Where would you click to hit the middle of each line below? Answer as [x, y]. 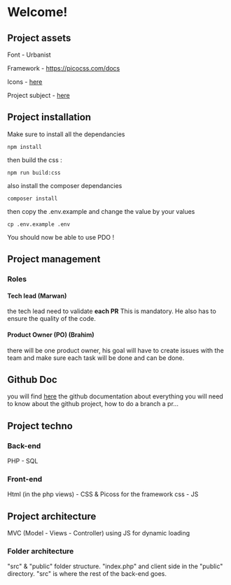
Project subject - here [38, 95]
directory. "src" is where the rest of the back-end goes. [87, 574]
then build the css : [35, 160]
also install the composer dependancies [65, 185]
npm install [24, 147]
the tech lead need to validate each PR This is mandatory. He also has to [112, 311]
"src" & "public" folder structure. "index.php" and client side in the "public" [115, 566]
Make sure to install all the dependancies [66, 134]
